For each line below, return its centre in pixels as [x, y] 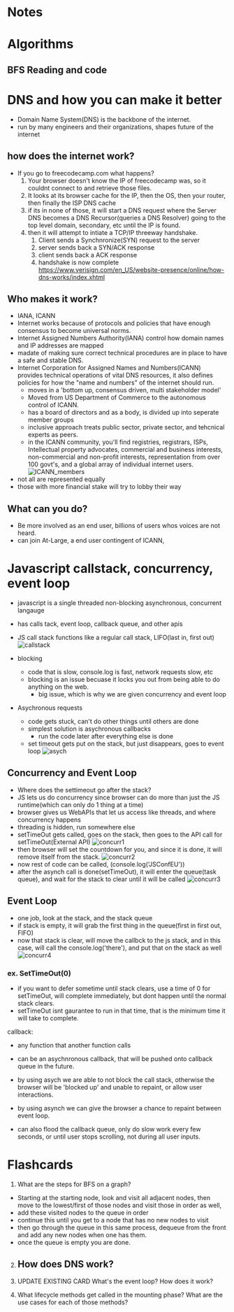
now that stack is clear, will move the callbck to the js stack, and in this [119, 940]
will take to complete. [48, 1018]
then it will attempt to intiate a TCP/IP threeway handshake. [112, 232]
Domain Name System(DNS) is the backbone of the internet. [104, 119]
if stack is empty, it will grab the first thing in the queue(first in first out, [119, 925]
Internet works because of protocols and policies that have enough [114, 323]
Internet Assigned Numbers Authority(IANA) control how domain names [120, 338]
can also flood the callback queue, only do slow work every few [109, 1129]
